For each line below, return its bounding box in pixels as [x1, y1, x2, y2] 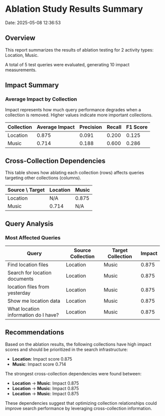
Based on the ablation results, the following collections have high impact [5, 341, 152, 347]
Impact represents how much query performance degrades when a [5, 107, 141, 113]
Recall [107, 124, 122, 130]
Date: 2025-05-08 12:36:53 [5, 20, 61, 26]
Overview [5, 34, 36, 42]
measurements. [5, 67, 37, 73]
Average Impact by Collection [5, 96, 77, 103]
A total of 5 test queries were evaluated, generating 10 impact [5, 61, 130, 67]
